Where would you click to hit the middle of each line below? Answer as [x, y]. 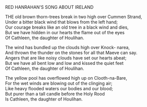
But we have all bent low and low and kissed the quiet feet [64, 63]
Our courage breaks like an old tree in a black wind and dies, [67, 27]
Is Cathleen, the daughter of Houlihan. [44, 99]
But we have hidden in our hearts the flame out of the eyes [65, 32]
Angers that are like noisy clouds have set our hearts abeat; [66, 58]
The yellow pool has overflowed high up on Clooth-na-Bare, [66, 78]
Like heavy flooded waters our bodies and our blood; [59, 88]
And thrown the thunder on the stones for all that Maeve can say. [71, 53]
